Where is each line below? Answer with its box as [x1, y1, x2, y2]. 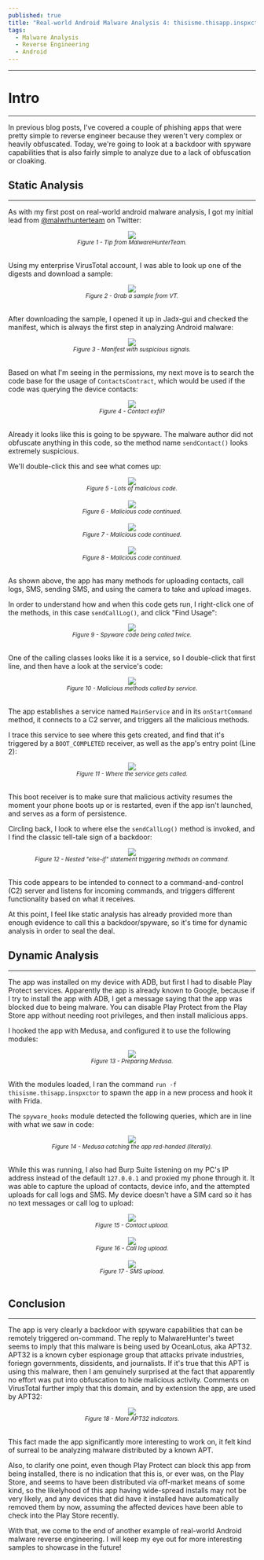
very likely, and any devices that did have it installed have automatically [8, 1494, 240, 1503]
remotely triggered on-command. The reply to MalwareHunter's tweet [8, 1334, 234, 1343]
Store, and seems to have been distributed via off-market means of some [8, 1477, 245, 1487]
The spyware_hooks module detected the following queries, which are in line [8, 1111, 252, 1121]
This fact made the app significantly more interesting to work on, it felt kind [8, 1437, 251, 1447]
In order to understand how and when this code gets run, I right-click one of [8, 599, 254, 609]
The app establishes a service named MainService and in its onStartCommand [8, 707, 253, 716]
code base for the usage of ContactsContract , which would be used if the [8, 376, 246, 385]
